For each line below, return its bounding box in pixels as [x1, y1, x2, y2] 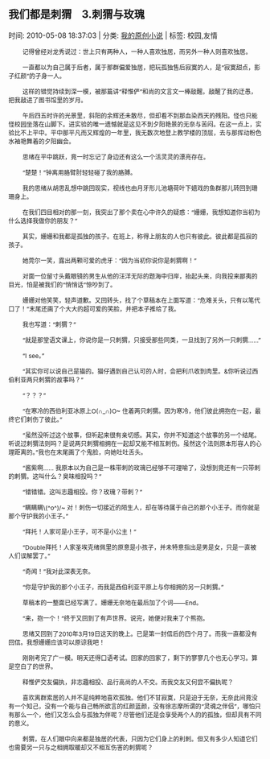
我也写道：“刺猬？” [22, 320, 76, 328]
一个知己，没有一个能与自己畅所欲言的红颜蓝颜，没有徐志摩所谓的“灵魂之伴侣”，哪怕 [14, 702, 256, 711]
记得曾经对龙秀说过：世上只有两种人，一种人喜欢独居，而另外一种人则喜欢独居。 [22, 47, 252, 56]
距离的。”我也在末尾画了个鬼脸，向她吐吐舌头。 [14, 448, 147, 456]
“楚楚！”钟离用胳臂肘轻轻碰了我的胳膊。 [22, 168, 137, 177]
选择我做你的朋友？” [20, 217, 78, 225]
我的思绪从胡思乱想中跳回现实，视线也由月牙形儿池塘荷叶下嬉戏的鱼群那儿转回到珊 [22, 184, 259, 192]
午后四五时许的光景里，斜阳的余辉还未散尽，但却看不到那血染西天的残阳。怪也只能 [22, 111, 259, 120]
